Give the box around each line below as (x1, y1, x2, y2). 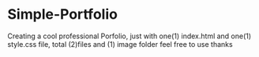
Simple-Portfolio (7, 5, 118, 23)
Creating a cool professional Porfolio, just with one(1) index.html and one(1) (7, 31, 252, 41)
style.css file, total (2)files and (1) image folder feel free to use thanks (7, 39, 234, 48)
